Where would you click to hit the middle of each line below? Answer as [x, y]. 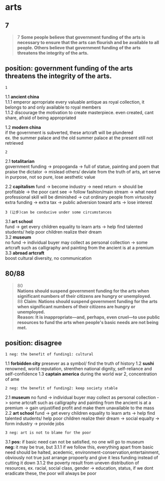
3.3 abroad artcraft [25, 253]
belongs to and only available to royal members [53, 107]
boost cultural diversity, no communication [49, 258]
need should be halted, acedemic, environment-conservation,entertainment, [82, 452]
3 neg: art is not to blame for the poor [48, 433]
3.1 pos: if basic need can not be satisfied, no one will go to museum [75, 442]
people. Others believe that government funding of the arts [79, 48]
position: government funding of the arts [69, 68]
